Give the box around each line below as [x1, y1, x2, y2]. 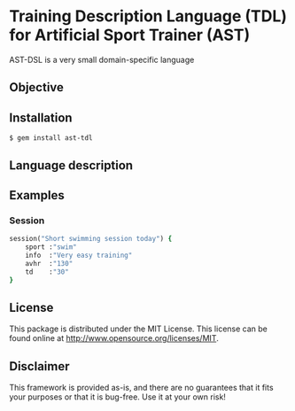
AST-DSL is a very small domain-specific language [9, 54, 195, 65]
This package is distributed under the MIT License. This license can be [9, 323, 268, 334]
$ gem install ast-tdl [9, 134, 93, 143]
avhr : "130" [25, 259, 74, 268]
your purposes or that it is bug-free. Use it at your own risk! [9, 392, 226, 402]
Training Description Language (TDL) [9, 6, 288, 27]
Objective [9, 80, 65, 95]
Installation [9, 110, 73, 125]
